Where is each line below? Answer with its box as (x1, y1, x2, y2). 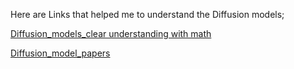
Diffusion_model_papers (10, 47, 111, 59)
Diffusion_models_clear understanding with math (10, 28, 212, 39)
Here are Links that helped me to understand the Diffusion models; (10, 9, 285, 20)
